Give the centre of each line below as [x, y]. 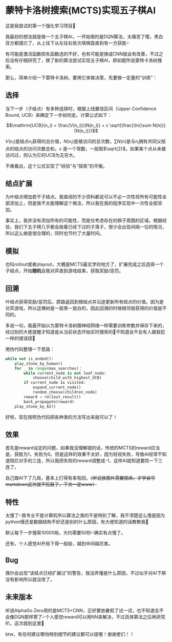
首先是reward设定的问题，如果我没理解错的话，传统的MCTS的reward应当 [83, 448]
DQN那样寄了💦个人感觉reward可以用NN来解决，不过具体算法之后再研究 [90, 617]
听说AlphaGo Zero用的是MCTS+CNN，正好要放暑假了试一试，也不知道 [80, 610]
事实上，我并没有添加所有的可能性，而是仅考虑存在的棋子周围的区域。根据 [84, 220]
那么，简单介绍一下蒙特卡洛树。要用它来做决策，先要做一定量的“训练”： [81, 77]
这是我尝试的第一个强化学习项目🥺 [40, 26]
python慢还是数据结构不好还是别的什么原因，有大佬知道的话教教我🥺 [77, 522]
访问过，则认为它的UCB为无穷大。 [41, 155]
